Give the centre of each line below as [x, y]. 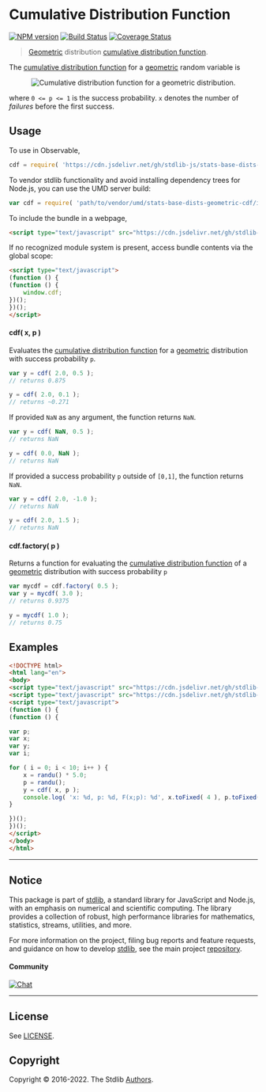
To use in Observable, [45, 150]
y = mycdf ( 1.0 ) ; [39, 615]
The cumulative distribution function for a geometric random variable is [125, 67]
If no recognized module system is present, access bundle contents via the [131, 248]
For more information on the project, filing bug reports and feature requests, [132, 940]
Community [29, 967]
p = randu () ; [45, 782]
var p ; [20, 731]
